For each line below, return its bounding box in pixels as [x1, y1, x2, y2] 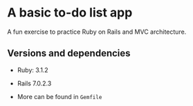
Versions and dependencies [7, 47, 131, 59]
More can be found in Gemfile [17, 92, 102, 100]
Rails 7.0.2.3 [17, 79, 52, 87]
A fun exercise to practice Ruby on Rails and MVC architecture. [7, 28, 187, 36]
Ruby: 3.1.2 [17, 65, 48, 74]
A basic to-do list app [7, 5, 133, 21]
